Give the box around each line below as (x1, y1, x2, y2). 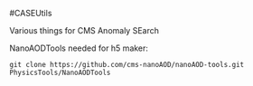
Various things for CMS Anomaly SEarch (9, 25, 160, 35)
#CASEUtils (9, 8, 52, 18)
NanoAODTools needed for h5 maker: (9, 43, 149, 53)
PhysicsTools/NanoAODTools (9, 68, 111, 77)
